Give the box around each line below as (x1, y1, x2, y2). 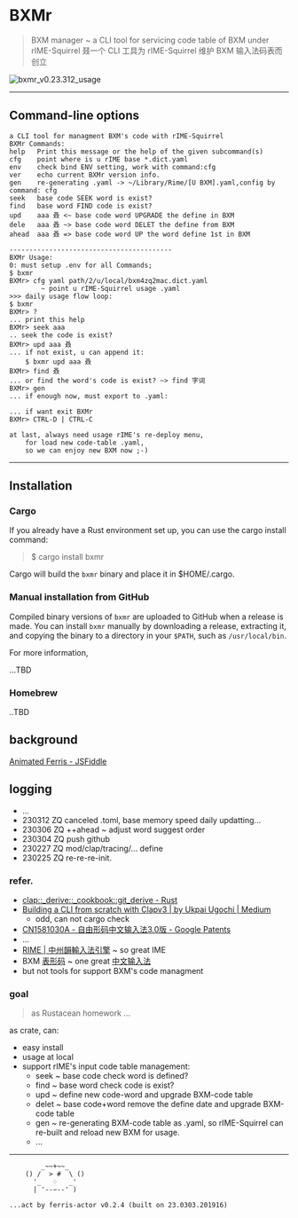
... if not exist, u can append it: (9, 348, 145, 357)
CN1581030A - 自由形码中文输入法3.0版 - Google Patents (21, 923, 231, 934)
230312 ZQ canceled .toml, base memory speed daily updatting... (21, 814, 262, 825)
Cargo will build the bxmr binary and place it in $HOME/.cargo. (9, 569, 235, 579)
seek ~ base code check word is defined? (35, 1071, 189, 1081)
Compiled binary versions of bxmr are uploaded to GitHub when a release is (9, 611, 284, 622)
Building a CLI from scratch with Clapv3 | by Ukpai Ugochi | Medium (21, 904, 271, 915)
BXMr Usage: (9, 253, 53, 262)
